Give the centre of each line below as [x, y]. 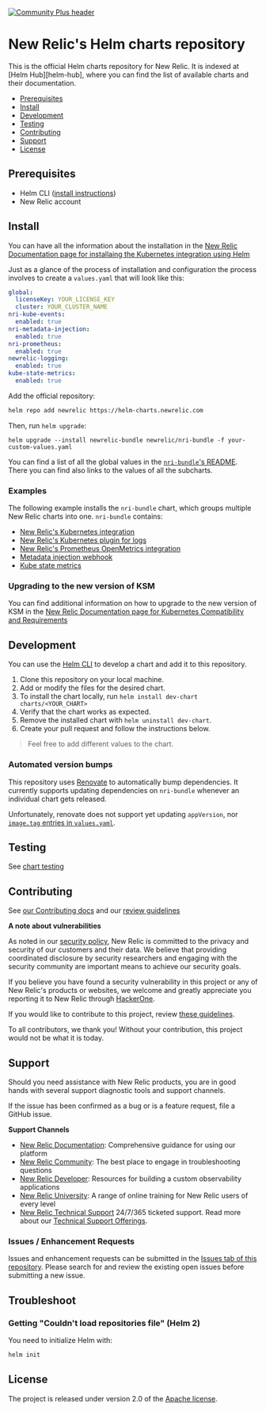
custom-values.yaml [40, 447]
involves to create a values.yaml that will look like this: [96, 278]
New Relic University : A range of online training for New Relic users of [134, 1195]
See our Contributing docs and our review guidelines [94, 911]
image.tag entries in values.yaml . [62, 822]
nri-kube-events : [37, 314]
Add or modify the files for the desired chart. [92, 688]
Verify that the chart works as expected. [85, 712]
